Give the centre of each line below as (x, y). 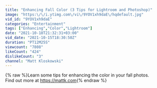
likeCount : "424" (23, 51)
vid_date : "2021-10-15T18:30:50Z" (41, 38)
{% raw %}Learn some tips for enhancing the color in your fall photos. (77, 75)
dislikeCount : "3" (24, 56)
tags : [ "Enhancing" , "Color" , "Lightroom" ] (49, 28)
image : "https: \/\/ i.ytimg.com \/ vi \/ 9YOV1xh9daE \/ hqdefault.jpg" (74, 14)
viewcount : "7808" (24, 47)
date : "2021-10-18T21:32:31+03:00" (42, 33)
